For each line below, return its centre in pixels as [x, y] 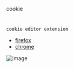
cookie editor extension [37, 29]
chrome [24, 47]
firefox [23, 40]
